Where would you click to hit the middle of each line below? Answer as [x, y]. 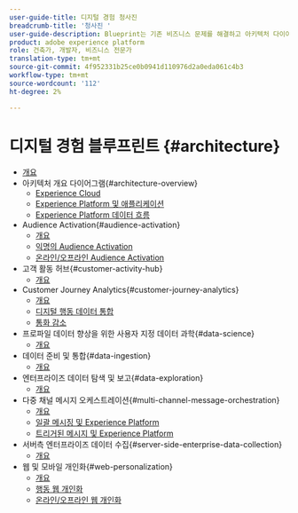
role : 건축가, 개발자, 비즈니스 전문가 [71, 51]
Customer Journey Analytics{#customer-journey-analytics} [130, 290]
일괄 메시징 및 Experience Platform [97, 422]
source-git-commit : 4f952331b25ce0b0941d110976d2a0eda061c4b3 [126, 67]
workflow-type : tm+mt [49, 75]
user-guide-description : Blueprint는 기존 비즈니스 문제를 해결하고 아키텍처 [139, 34]
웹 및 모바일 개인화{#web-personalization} [97, 467]
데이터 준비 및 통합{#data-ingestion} [86, 356]
